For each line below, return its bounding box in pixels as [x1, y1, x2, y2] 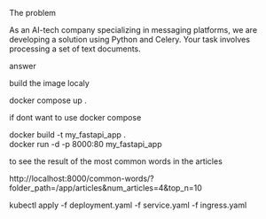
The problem [9, 8, 56, 18]
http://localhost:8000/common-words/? [9, 173, 155, 184]
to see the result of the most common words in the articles [9, 156, 223, 167]
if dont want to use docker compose [9, 113, 142, 122]
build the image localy [9, 78, 90, 88]
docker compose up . [9, 95, 87, 106]
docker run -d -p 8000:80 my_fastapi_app [9, 139, 162, 149]
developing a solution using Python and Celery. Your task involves [9, 35, 251, 44]
